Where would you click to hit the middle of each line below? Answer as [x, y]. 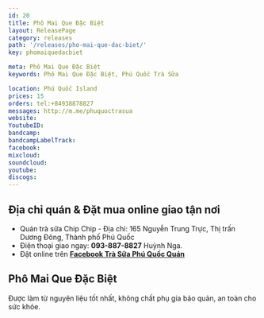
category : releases [40, 38]
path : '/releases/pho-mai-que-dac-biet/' [78, 45]
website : [23, 118]
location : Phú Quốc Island [53, 88]
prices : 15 [26, 96]
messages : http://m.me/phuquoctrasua [71, 111]
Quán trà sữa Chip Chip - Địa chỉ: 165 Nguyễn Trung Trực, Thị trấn [128, 228]
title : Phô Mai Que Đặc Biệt [56, 23]
